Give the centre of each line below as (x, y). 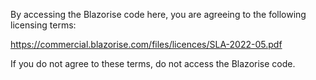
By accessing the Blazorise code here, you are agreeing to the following (158, 14)
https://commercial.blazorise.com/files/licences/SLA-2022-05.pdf (146, 44)
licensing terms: (43, 25)
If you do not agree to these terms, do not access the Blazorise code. (153, 63)
